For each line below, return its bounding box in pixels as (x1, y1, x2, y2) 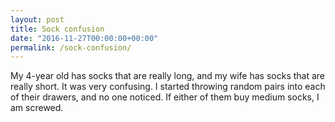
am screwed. (10, 102, 64, 114)
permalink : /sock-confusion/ (10, 42, 132, 53)
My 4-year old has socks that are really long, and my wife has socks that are (10, 70, 326, 82)
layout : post (10, 14, 65, 25)
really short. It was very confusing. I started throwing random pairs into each (10, 81, 326, 93)
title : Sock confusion (10, 24, 105, 34)
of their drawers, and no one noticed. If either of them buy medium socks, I (10, 91, 320, 103)
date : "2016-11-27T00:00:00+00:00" (10, 33, 159, 43)
